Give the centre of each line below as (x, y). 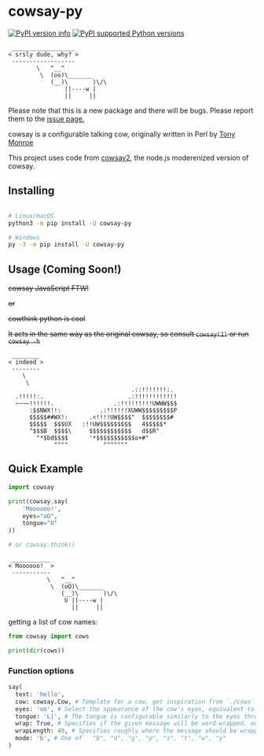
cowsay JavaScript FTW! (48, 288)
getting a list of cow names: (53, 622)
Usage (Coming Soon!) (65, 269)
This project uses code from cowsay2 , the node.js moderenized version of (128, 157)
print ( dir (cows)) (37, 650)
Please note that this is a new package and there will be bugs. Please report (131, 110)
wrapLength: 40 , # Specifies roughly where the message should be (126, 731)
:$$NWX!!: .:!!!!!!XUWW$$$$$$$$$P (103, 411)
